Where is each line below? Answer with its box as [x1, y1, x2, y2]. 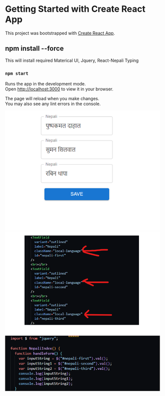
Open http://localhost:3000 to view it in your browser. [5, 86, 114, 92]
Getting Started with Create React [5, 3, 146, 15]
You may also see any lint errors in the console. [5, 101, 101, 107]
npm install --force [5, 44, 64, 53]
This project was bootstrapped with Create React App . [5, 30, 115, 36]
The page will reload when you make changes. [5, 96, 100, 102]
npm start [5, 70, 28, 76]
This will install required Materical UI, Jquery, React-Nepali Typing [5, 57, 139, 63]
